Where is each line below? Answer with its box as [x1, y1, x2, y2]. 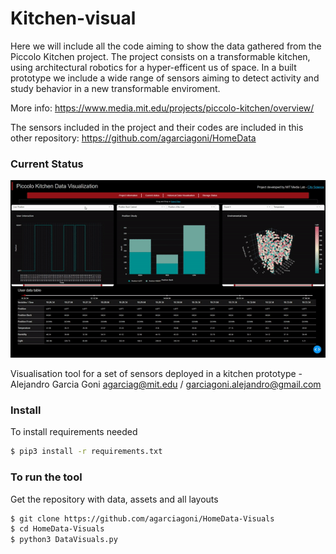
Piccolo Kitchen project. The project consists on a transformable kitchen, [10, 50, 311, 62]
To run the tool [10, 470, 83, 484]
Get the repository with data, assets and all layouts [10, 493, 219, 505]
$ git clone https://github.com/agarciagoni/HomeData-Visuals [10, 513, 275, 524]
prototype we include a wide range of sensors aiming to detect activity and [10, 72, 320, 84]
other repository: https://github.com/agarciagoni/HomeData [10, 132, 257, 144]
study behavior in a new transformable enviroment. [10, 82, 221, 94]
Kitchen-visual [10, 7, 137, 30]
